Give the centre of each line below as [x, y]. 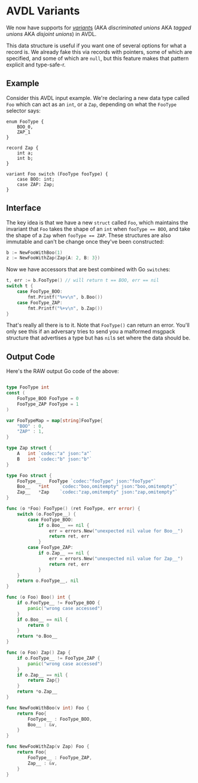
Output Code [31, 356]
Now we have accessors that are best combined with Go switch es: [88, 269]
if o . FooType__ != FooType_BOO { [59, 603]
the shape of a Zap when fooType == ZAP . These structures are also [89, 235]
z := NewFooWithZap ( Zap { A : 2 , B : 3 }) [53, 258]
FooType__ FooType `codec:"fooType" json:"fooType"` [87, 481]
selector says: [23, 110]
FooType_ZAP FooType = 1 [48, 404]
